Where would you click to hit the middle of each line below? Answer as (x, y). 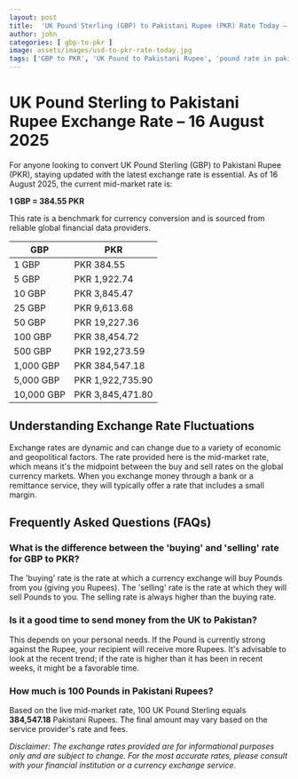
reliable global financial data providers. (80, 227)
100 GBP (33, 337)
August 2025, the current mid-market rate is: (91, 184)
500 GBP (33, 351)
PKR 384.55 (100, 265)
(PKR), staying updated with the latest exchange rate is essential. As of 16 (144, 174)
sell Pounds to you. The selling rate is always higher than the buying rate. (143, 597)
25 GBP (30, 307)
